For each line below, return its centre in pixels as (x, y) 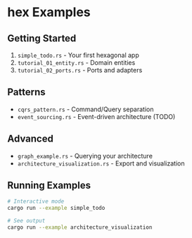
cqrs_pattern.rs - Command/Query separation (85, 109)
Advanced (31, 139)
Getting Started (42, 38)
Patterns (26, 92)
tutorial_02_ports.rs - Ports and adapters (80, 70)
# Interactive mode (36, 201)
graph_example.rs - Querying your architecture (85, 156)
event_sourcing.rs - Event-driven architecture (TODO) (96, 116)
